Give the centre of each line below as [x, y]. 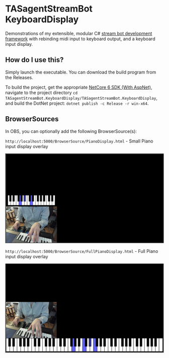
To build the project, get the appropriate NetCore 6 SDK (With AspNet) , [79, 87]
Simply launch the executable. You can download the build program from [81, 72]
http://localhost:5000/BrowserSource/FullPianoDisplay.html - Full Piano [82, 251]
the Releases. [19, 77]
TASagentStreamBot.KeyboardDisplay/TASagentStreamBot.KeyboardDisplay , [81, 98]
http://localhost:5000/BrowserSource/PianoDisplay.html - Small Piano [79, 141]
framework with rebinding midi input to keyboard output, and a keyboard [80, 39]
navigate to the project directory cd [41, 92]
